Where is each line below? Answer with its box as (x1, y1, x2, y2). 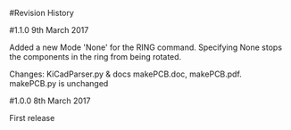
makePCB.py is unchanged (9, 78, 109, 88)
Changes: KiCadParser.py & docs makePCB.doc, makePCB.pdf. (9, 69, 243, 79)
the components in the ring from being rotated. (9, 52, 182, 61)
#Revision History (9, 8, 74, 18)
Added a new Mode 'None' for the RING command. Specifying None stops (9, 42, 283, 53)
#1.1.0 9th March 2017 (9, 25, 89, 35)
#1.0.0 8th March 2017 (9, 95, 91, 106)
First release (9, 113, 55, 123)
